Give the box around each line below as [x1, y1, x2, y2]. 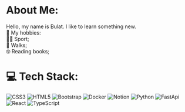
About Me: [6, 4, 59, 17]
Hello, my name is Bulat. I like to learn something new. [6, 23, 136, 30]
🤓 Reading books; [6, 47, 50, 55]
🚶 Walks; [6, 42, 28, 49]
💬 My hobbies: [6, 29, 41, 36]
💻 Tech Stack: [6, 70, 79, 83]
